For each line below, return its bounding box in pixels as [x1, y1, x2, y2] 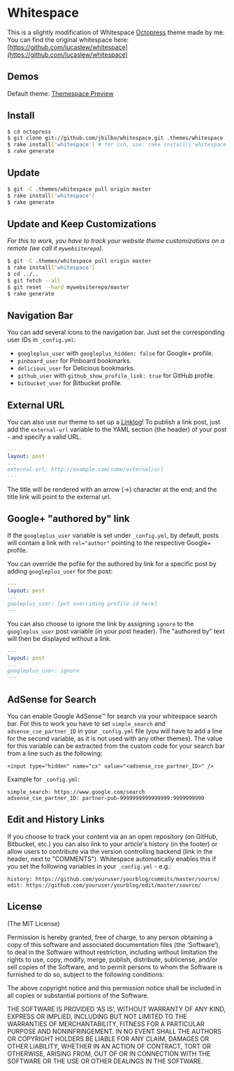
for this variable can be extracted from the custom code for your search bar [7, 741, 225, 750]
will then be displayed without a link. [7, 634, 112, 642]
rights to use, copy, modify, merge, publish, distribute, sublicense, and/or [7, 955, 218, 964]
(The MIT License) [7, 919, 61, 927]
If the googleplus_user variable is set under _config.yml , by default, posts [7, 531, 219, 540]
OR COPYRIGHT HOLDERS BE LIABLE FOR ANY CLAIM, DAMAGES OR [7, 1035, 210, 1043]
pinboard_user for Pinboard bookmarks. [17, 357, 132, 365]
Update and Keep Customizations [7, 218, 156, 230]
